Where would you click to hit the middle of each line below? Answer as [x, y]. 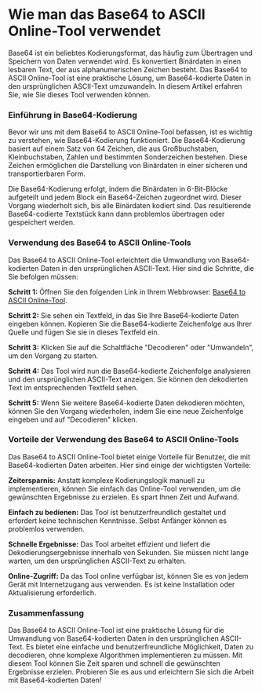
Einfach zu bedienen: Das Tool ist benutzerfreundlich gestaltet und [117, 512]
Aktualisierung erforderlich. [52, 592]
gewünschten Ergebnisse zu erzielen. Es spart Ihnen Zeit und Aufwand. [124, 497]
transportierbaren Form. [47, 174]
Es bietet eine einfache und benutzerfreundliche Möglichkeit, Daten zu [140, 647]
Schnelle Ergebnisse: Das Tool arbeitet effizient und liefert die [109, 544]
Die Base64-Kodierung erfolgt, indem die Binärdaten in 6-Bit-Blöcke [118, 189]
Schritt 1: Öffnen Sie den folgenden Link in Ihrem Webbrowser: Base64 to [127, 291]
